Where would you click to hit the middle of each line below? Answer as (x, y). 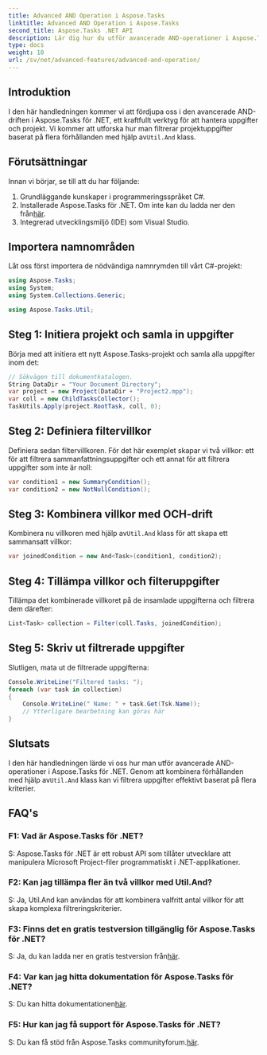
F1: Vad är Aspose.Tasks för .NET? (76, 836)
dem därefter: (31, 609)
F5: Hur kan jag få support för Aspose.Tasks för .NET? (114, 1025)
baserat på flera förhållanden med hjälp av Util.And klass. (102, 137)
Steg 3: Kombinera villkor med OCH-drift (110, 514)
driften (19, 119)
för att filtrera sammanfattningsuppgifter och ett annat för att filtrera (119, 459)
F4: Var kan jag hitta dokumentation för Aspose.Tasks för (121, 977)
